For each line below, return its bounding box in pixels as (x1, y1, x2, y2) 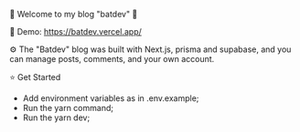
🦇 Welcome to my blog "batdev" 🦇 (9, 9, 138, 19)
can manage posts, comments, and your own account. (9, 54, 215, 64)
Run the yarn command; (22, 103, 114, 113)
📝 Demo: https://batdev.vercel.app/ (9, 26, 142, 36)
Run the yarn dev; (22, 112, 91, 123)
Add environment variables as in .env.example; (22, 93, 199, 104)
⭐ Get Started (9, 72, 61, 82)
